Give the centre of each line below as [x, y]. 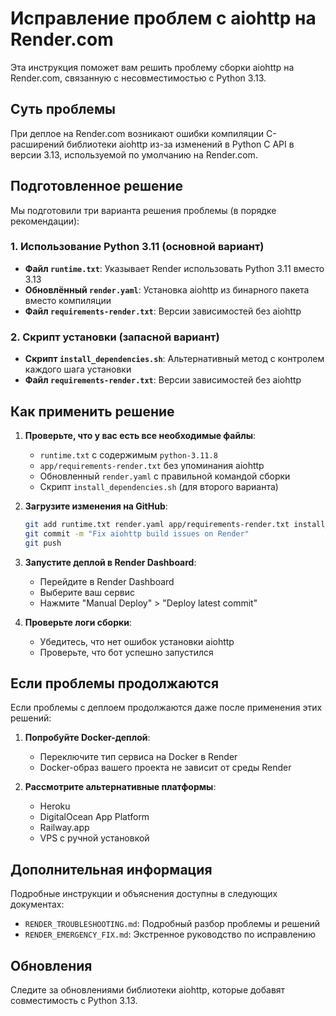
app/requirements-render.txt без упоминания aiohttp [152, 465]
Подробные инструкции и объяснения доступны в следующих [144, 894]
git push [43, 543]
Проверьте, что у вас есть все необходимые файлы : [140, 435]
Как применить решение [92, 411]
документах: [37, 904]
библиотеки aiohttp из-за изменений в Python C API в [180, 144]
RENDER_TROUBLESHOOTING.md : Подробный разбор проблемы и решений [172, 924]
